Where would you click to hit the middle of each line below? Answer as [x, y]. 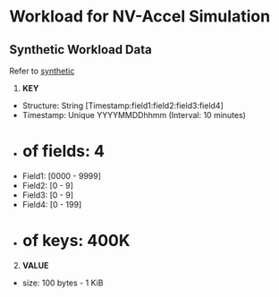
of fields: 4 [63, 152]
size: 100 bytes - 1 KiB [63, 283]
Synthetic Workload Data [80, 50]
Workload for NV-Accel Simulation [140, 17]
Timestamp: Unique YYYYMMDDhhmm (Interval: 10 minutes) [134, 115]
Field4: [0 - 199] [52, 204]
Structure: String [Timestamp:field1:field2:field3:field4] [123, 106]
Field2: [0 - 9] [48, 185]
